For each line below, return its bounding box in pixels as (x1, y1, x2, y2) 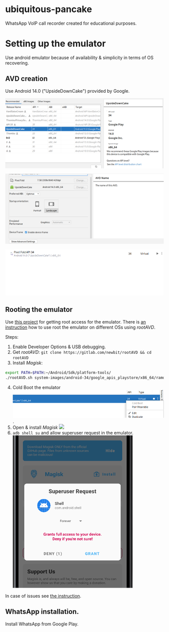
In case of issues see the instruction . (5, 593, 81, 599)
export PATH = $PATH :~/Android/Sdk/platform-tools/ (5, 370, 112, 375)
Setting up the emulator (5, 38, 106, 49)
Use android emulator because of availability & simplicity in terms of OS (5, 54, 154, 60)
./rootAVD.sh (5, 375, 33, 381)
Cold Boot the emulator (12, 385, 61, 391)
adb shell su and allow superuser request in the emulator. (12, 430, 134, 435)
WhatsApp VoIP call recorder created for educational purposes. (5, 20, 137, 26)
